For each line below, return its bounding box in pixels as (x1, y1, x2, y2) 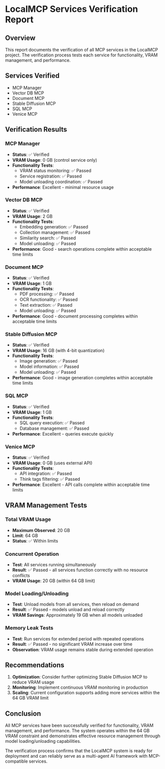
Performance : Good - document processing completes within (12, 313, 138, 319)
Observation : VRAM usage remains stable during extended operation (12, 646, 154, 652)
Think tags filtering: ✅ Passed (19, 476, 80, 482)
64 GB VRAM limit (12, 695, 49, 701)
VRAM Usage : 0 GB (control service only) (12, 157, 98, 163)
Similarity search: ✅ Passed (19, 235, 76, 241)
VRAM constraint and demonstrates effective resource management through (5, 733, 161, 739)
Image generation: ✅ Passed (19, 358, 78, 364)
